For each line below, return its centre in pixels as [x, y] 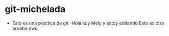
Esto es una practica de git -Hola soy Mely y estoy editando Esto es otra [88, 23]
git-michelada [35, 9]
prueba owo [25, 28]
